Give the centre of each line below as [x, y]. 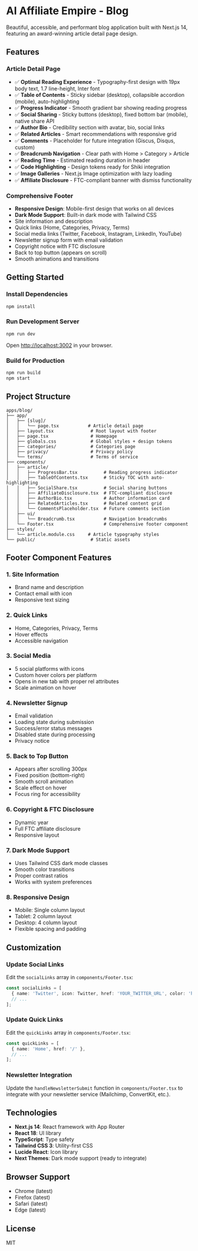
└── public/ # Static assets [68, 540]
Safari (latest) [31, 1204]
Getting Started [35, 277]
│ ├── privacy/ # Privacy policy [70, 451]
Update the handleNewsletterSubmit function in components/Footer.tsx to [95, 1088]
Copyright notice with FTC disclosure [60, 246]
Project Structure [38, 397]
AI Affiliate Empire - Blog [67, 11]
